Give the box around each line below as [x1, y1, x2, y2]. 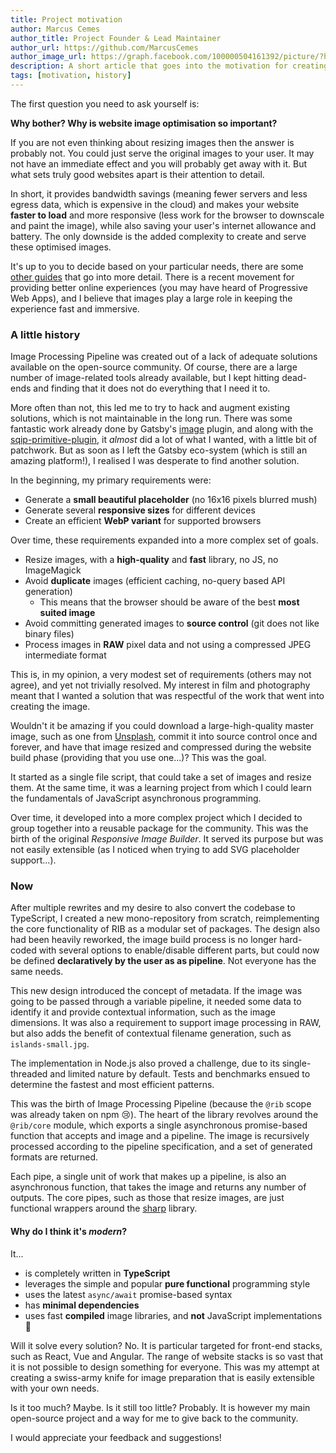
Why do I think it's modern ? [10, 1226, 128, 1238]
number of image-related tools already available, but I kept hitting [10, 372, 280, 384]
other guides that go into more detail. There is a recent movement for [10, 271, 295, 283]
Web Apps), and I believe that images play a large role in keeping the [10, 292, 293, 304]
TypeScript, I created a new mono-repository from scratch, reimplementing [10, 912, 320, 925]
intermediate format [24, 649, 107, 661]
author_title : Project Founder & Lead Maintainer [10, 33, 222, 43]
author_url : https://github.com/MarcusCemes [10, 42, 199, 53]
